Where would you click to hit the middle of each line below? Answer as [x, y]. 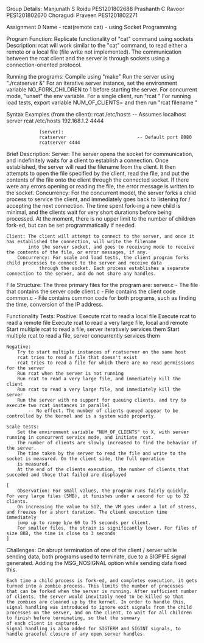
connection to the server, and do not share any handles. [81, 274]
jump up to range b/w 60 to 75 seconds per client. [84, 523]
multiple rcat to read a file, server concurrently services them [83, 336]
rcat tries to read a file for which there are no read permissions [106, 363]
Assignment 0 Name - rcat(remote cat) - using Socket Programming [92, 27]
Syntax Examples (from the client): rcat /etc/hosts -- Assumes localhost [96, 114]
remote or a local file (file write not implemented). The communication [94, 52]
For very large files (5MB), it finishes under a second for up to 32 [98, 496]
